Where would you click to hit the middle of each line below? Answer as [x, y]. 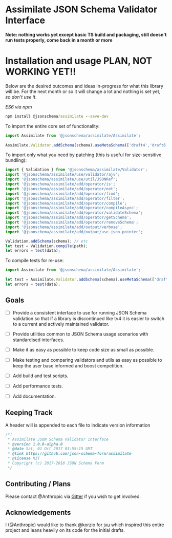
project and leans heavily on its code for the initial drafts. [65, 530]
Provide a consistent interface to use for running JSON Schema [80, 312]
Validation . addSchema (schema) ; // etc [47, 241]
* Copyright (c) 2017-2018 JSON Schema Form [56, 463]
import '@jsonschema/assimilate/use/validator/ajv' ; [63, 175]
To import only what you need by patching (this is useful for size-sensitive [83, 155]
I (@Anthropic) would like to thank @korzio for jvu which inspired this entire [85, 525]
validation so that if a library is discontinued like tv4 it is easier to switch [89, 318]
